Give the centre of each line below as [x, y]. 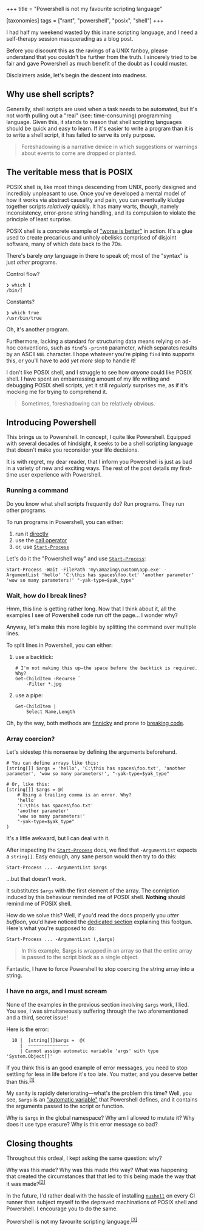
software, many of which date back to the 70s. [64, 244]
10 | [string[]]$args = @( [49, 1040]
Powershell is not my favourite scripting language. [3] [72, 1221]
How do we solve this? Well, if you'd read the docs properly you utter [93, 915]
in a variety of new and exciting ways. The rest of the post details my [93, 468]
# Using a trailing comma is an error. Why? [74, 795]
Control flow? [23, 274]
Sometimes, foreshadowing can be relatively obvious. [88, 403]
